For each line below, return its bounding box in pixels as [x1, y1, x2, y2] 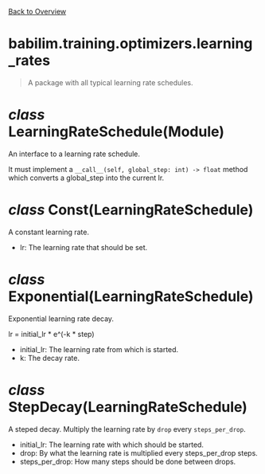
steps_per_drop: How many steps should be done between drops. [19, 456, 236, 466]
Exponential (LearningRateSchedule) [8, 288, 254, 305]
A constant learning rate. [8, 227, 90, 237]
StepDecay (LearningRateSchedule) [8, 398, 248, 416]
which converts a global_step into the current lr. [8, 173, 165, 182]
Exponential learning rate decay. [8, 314, 114, 323]
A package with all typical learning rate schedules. [27, 77, 193, 87]
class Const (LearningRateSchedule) [8, 201, 254, 219]
